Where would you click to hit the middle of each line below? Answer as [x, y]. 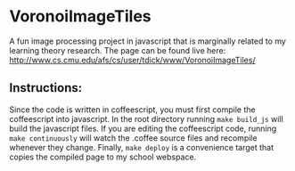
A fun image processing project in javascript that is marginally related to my [148, 41]
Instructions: [46, 88]
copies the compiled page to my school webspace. [103, 157]
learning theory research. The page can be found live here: [118, 50]
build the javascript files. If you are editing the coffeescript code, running [143, 128]
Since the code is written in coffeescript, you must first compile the [132, 110]
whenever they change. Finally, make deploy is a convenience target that [142, 147]
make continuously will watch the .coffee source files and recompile [133, 138]
